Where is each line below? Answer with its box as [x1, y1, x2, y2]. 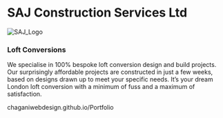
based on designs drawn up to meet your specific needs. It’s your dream [7, 75, 213, 83]
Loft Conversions [7, 45, 66, 55]
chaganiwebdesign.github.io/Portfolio [7, 104, 114, 112]
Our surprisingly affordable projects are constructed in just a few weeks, [7, 68, 213, 77]
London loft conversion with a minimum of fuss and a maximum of [7, 83, 195, 91]
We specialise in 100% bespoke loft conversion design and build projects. [7, 61, 217, 69]
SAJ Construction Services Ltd [7, 5, 188, 21]
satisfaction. [7, 90, 43, 98]
